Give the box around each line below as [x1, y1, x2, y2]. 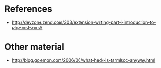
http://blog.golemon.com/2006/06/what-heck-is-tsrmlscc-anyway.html [11, 57, 156, 63]
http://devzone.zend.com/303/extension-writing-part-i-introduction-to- [11, 19, 156, 25]
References [4, 3, 52, 14]
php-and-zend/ [11, 24, 43, 30]
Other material [4, 41, 64, 53]
